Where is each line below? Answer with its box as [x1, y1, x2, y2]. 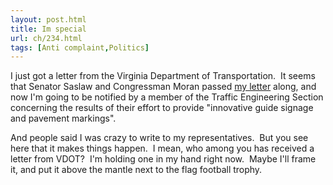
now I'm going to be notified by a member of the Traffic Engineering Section [10, 91, 324, 103]
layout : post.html [10, 14, 87, 25]
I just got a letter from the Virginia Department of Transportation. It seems [10, 70, 316, 82]
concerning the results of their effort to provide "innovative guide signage [10, 102, 314, 114]
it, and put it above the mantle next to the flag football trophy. [10, 164, 263, 176]
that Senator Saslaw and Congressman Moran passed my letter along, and [10, 81, 317, 93]
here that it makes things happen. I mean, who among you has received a [10, 142, 315, 155]
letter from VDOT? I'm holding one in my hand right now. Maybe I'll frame [10, 153, 317, 165]
